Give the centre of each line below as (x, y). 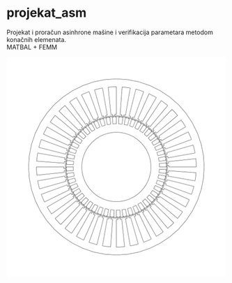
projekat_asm (47, 13)
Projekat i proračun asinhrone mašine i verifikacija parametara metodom (110, 32)
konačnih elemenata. (37, 39)
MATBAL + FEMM (32, 47)
